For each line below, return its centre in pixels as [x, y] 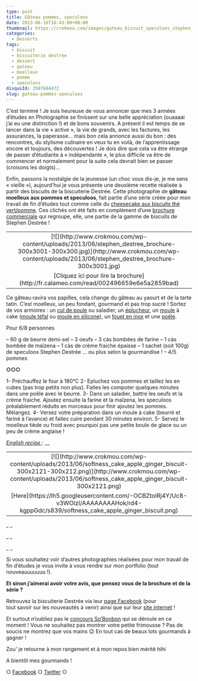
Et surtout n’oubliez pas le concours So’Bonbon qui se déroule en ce [89, 618]
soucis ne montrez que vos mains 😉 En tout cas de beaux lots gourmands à [98, 631]
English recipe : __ [28, 442]
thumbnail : [19, 28]
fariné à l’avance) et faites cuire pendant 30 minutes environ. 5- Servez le [95, 418]
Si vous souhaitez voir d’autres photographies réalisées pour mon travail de [98, 559]
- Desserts [25, 39]
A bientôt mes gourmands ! [39, 660]
